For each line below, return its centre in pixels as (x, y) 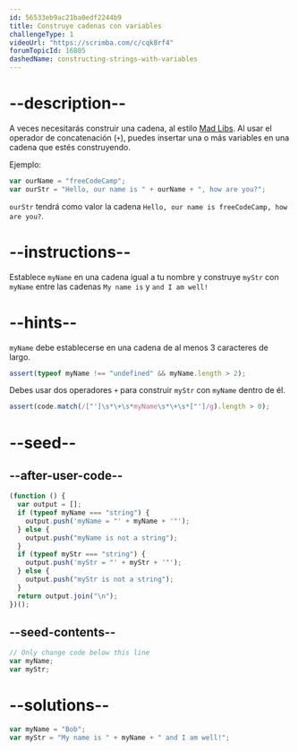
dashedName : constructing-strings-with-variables (104, 59)
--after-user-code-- (66, 475)
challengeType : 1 (42, 34)
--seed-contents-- (63, 632)
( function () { (38, 496)
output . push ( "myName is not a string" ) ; (102, 538)
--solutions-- (60, 706)
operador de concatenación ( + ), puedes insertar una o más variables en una (149, 137)
